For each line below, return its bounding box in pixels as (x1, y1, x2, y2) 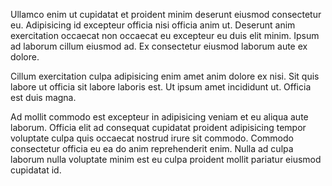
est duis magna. (10, 92, 77, 103)
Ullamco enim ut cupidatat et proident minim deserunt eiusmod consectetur (10, 9, 322, 20)
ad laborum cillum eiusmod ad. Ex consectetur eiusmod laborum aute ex (10, 40, 308, 52)
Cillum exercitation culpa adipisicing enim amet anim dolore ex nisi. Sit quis (10, 70, 320, 82)
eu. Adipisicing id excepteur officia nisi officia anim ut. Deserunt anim (10, 19, 296, 31)
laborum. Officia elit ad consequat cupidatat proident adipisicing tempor (10, 122, 307, 133)
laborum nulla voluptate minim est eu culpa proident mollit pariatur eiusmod (10, 154, 322, 165)
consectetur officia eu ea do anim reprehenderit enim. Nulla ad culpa (10, 143, 294, 154)
